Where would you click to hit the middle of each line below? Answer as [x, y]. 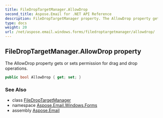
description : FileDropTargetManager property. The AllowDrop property [78, 18]
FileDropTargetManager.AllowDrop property [73, 52]
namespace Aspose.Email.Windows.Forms [55, 105]
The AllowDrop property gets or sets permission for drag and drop [71, 63]
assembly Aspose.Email [36, 110]
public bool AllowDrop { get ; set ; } [43, 77]
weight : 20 [16, 28]
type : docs [16, 23]
